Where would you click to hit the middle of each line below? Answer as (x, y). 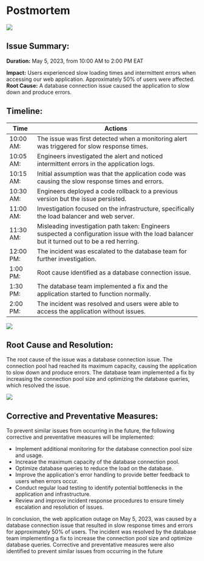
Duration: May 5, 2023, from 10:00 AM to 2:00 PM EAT (75, 61)
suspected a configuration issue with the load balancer (115, 234)
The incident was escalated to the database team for (112, 251)
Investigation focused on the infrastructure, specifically (116, 209)
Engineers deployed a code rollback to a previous (107, 191)
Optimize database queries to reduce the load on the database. (94, 469)
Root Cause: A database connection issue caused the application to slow (98, 85)
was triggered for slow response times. (93, 146)
